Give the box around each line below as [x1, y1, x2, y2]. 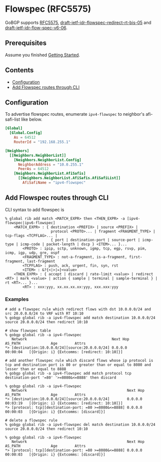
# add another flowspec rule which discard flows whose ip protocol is [5, 358, 153, 363]
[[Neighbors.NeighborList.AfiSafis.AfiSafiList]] [18, 176, 121, 181]
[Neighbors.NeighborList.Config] [14, 157, 82, 162]
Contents [5, 66, 34, 74]
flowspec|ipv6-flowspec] [5, 220, 55, 225]
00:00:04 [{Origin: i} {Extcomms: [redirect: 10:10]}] [5, 349, 123, 355]
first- [129, 254, 143, 259]
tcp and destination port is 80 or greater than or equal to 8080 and [5, 362, 151, 367]
